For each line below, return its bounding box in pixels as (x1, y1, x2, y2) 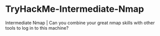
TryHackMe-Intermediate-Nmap (5, 3, 144, 15)
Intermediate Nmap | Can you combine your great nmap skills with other (5, 20, 155, 26)
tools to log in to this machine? (5, 25, 69, 31)
